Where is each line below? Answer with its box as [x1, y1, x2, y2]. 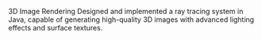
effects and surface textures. [8, 23, 103, 32]
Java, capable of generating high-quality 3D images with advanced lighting [8, 15, 255, 24]
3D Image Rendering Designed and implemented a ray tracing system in [8, 7, 244, 16]
